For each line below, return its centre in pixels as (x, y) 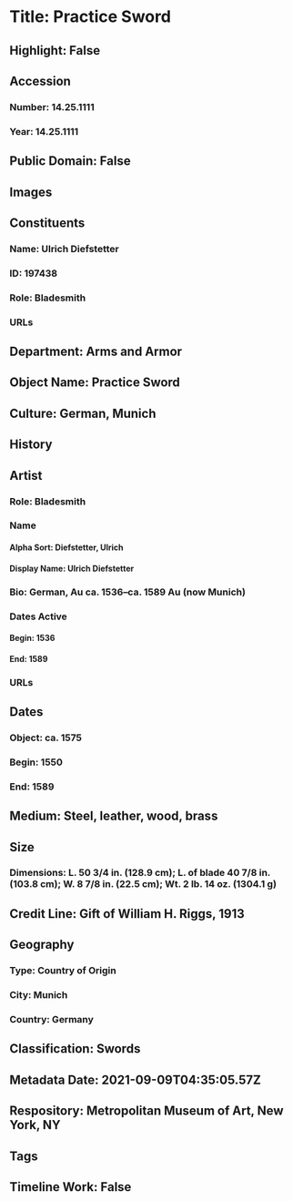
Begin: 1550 (36, 762)
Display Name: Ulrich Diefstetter (72, 568)
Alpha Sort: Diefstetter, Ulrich (67, 547)
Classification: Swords (75, 1049)
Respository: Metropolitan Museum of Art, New (146, 1111)
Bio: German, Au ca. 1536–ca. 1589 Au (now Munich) (127, 592)
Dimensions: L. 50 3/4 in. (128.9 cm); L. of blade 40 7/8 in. (140, 873)
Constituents (47, 223)
